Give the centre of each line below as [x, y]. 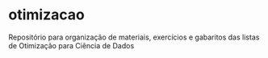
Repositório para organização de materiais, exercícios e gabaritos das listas [134, 37]
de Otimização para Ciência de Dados [71, 45]
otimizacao [46, 15]
